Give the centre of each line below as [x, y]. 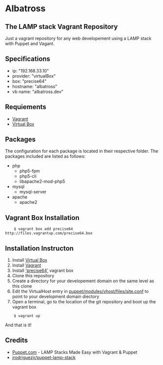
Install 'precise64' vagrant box [43, 270]
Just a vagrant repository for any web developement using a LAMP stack [78, 38]
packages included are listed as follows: [45, 156]
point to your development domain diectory [55, 296]
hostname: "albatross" [35, 86]
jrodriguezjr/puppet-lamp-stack [44, 357]
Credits [17, 340]
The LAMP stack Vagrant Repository [61, 27]
